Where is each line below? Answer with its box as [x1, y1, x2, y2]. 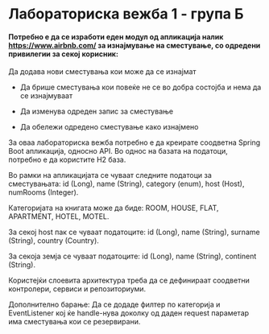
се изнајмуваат [19, 91, 73, 101]
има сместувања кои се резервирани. [8, 317, 141, 327]
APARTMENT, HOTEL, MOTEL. [8, 212, 110, 221]
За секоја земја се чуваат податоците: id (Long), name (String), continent [8, 251, 257, 262]
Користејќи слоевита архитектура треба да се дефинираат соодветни [8, 275, 250, 286]
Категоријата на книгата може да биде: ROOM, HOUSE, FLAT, [8, 203, 219, 213]
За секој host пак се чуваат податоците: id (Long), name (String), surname [8, 227, 260, 237]
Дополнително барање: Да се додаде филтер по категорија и [8, 299, 221, 310]
